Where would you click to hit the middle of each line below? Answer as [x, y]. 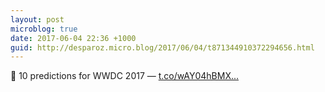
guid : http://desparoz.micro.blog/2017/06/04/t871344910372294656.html [162, 47]
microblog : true [44, 29]
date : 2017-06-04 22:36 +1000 [73, 38]
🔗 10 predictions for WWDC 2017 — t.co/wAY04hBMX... [125, 76]
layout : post [37, 19]
